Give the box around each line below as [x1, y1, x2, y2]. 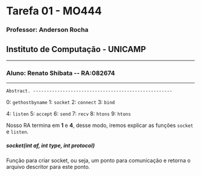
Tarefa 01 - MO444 [6, 4, 102, 18]
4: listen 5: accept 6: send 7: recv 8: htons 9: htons [6, 110, 132, 117]
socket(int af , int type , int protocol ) [6, 142, 95, 149]
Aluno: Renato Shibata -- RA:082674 [6, 69, 115, 77]
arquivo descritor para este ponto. [6, 163, 90, 171]
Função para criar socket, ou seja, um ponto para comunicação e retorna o [6, 157, 191, 164]
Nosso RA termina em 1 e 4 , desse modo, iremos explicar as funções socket [6, 122, 193, 129]
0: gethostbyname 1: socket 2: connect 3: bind [6, 99, 115, 106]
